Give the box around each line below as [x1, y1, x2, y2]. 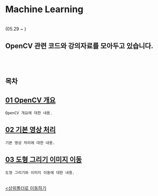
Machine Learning [5, 4, 84, 15]
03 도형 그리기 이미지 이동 [5, 155, 82, 164]
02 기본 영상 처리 [5, 125, 56, 134]
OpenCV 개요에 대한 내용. [5, 110, 53, 115]
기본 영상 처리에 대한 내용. [5, 140, 55, 145]
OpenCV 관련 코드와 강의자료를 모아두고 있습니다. [5, 42, 153, 50]
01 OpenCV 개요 [5, 95, 56, 105]
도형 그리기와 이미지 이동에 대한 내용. [5, 170, 75, 175]
